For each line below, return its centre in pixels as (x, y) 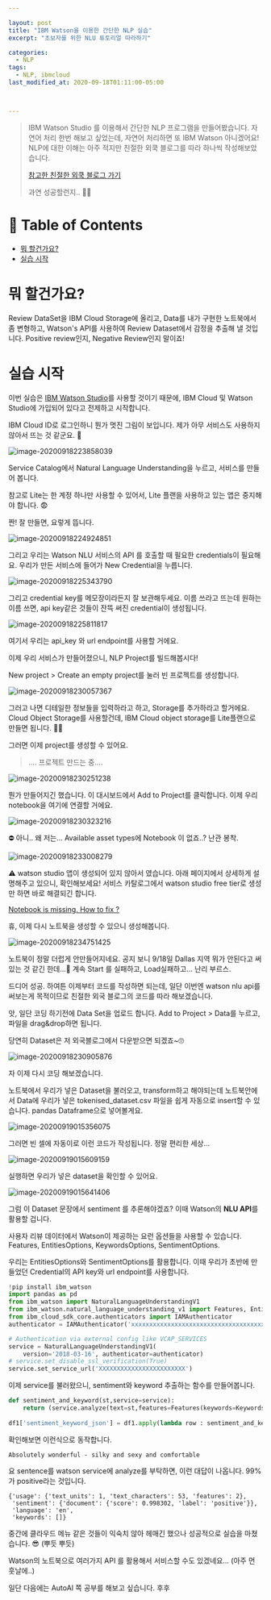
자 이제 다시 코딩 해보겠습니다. (56, 1073)
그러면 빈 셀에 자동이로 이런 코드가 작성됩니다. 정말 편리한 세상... (109, 1143)
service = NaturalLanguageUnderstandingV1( (83, 1346)
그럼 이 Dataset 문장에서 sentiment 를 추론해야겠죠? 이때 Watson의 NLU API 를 (133, 1208)
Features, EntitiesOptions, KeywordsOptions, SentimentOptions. (114, 1245)
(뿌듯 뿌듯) (58, 1543)
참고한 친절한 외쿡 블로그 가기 (74, 175)
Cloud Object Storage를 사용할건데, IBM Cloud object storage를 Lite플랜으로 (132, 718)
